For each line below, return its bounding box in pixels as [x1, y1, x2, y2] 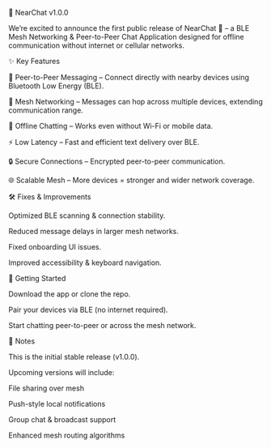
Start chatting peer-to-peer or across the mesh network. [8, 321, 197, 330]
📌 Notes [8, 336, 36, 346]
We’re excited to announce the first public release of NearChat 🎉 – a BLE [8, 23, 250, 32]
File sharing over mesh [8, 383, 85, 393]
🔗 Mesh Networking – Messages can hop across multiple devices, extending [8, 97, 263, 106]
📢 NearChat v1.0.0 [8, 8, 69, 17]
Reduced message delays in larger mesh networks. [8, 227, 180, 236]
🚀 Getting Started [8, 274, 66, 283]
